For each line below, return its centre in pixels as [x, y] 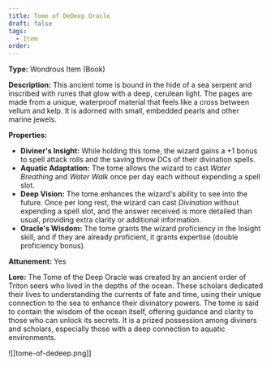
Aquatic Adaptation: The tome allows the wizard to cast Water [125, 168]
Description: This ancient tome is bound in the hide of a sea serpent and [130, 85]
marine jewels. [32, 119]
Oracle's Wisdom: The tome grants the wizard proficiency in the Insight [140, 229]
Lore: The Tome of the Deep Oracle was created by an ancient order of [127, 278]
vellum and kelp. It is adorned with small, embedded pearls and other [124, 111]
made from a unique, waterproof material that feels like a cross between [129, 102]
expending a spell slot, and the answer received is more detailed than [136, 211]
